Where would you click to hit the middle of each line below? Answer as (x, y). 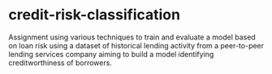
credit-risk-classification (95, 15)
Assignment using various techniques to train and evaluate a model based (132, 37)
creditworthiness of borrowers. (60, 63)
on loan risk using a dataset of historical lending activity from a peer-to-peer (136, 45)
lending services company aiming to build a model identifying (111, 54)
